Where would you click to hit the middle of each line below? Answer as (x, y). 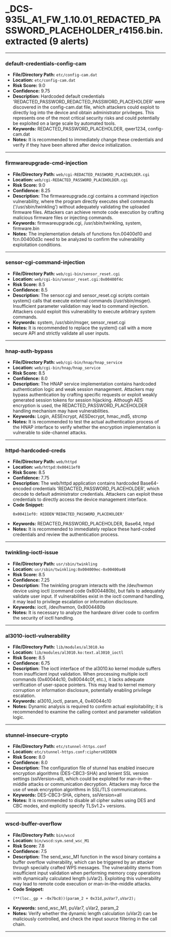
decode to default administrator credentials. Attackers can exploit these (88, 494)
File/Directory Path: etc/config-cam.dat (55, 75)
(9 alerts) (69, 42)
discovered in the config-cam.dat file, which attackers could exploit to (86, 107)
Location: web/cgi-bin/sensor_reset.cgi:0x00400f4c (68, 279)
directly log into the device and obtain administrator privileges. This (83, 113)
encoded (22, 489)
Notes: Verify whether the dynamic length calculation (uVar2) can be (85, 913)
